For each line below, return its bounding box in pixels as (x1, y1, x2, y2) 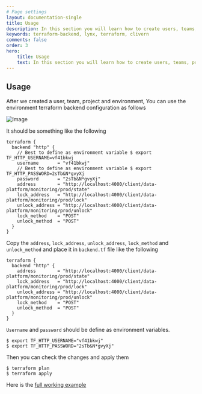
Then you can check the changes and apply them (6, 354, 129, 361)
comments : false (6, 37, 47, 43)
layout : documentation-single (6, 14, 82, 21)
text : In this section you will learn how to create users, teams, (17, 59, 189, 65)
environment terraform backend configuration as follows (6, 104, 146, 112)
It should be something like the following (6, 127, 106, 135)
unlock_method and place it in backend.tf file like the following (6, 246, 158, 253)
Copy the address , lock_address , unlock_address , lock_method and (6, 240, 169, 247)
